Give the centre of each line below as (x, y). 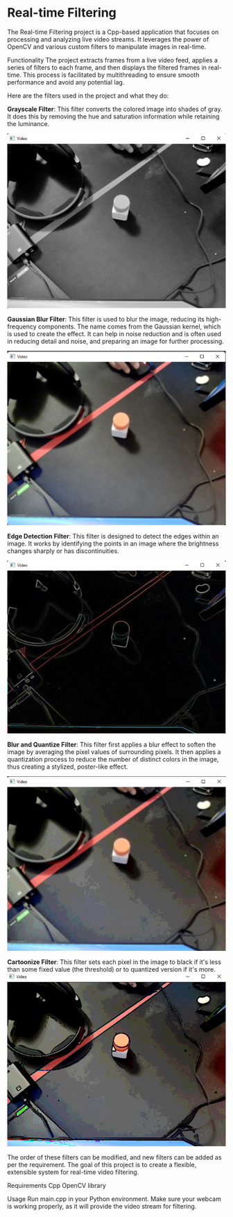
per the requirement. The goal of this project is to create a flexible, (102, 1165)
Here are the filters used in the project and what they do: (88, 96)
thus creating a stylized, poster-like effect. (68, 767)
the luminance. (28, 123)
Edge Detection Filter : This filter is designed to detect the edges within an (113, 536)
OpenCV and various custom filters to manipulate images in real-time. (107, 46)
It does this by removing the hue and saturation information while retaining (113, 116)
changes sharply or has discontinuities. (63, 551)
